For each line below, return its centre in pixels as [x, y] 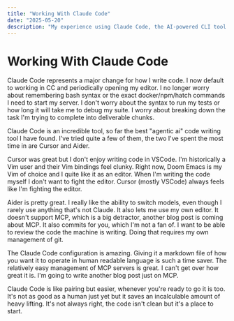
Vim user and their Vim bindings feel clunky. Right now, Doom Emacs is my [115, 167]
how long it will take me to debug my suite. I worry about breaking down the [116, 110]
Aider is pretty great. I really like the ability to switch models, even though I [115, 202]
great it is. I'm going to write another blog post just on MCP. [93, 276]
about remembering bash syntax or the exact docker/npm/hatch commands [116, 96]
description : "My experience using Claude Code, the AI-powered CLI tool [117, 27]
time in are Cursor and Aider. [49, 146]
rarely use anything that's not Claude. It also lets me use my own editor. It [113, 210]
